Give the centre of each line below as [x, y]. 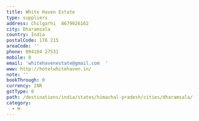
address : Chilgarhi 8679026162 [47, 23]
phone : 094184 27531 [33, 52]
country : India [26, 35]
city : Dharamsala [28, 29]
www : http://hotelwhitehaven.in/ [49, 69]
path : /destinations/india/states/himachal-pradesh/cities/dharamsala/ [99, 97]
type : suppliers [27, 18]
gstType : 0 [20, 92]
